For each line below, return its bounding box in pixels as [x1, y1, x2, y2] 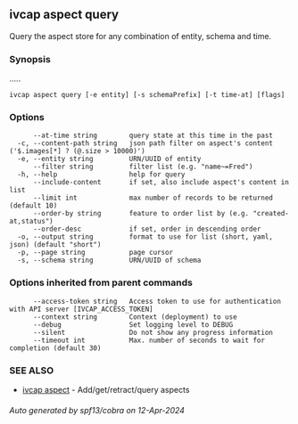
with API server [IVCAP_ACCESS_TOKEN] [9, 305, 153, 314]
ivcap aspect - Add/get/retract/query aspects [21, 385, 190, 395]
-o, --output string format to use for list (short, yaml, [17, 232, 274, 241]
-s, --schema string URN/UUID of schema [17, 256, 202, 265]
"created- [252, 209, 290, 218]
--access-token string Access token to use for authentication [32, 297, 281, 306]
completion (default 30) [9, 343, 102, 353]
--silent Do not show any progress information [32, 328, 274, 337]
